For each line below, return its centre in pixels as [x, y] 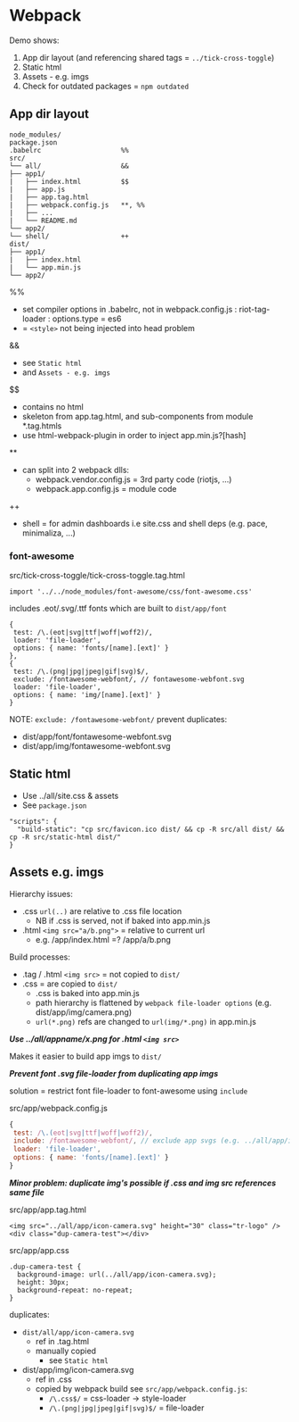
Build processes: [40, 957]
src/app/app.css [39, 1250]
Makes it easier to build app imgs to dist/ [85, 1056]
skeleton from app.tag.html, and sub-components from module [137, 416]
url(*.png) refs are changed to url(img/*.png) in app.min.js [145, 1021]
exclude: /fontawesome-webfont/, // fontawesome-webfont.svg [129, 679]
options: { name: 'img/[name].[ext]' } [87, 695]
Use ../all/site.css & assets [70, 795]
